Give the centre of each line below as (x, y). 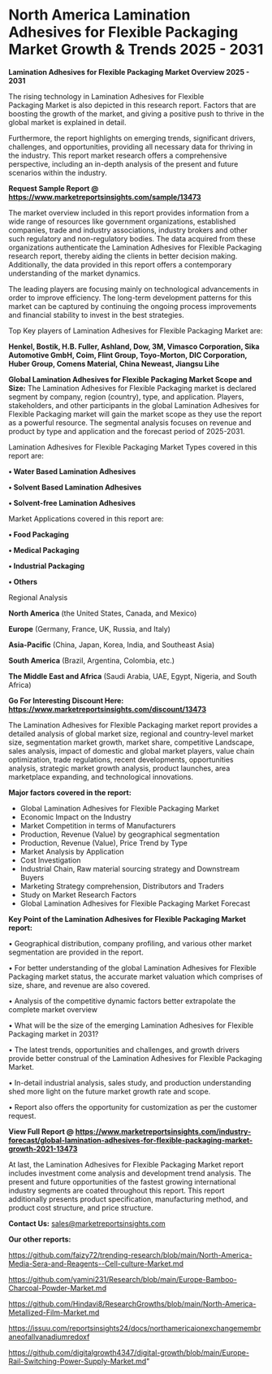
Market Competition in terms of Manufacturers (98, 825)
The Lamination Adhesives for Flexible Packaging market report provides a (133, 724)
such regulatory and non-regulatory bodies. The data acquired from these (132, 238)
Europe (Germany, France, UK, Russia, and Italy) (89, 628)
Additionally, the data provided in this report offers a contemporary (120, 264)
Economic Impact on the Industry (76, 817)
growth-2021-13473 (43, 1149)
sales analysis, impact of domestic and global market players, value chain (132, 750)
